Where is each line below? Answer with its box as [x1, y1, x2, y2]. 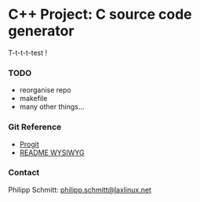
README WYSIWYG [19, 147, 85, 157]
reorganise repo [19, 85, 72, 95]
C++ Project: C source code [8, 5, 192, 23]
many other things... [19, 102, 85, 111]
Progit [19, 139, 39, 149]
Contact [8, 167, 40, 178]
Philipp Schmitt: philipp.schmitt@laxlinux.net [8, 185, 151, 194]
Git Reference [8, 121, 62, 132]
